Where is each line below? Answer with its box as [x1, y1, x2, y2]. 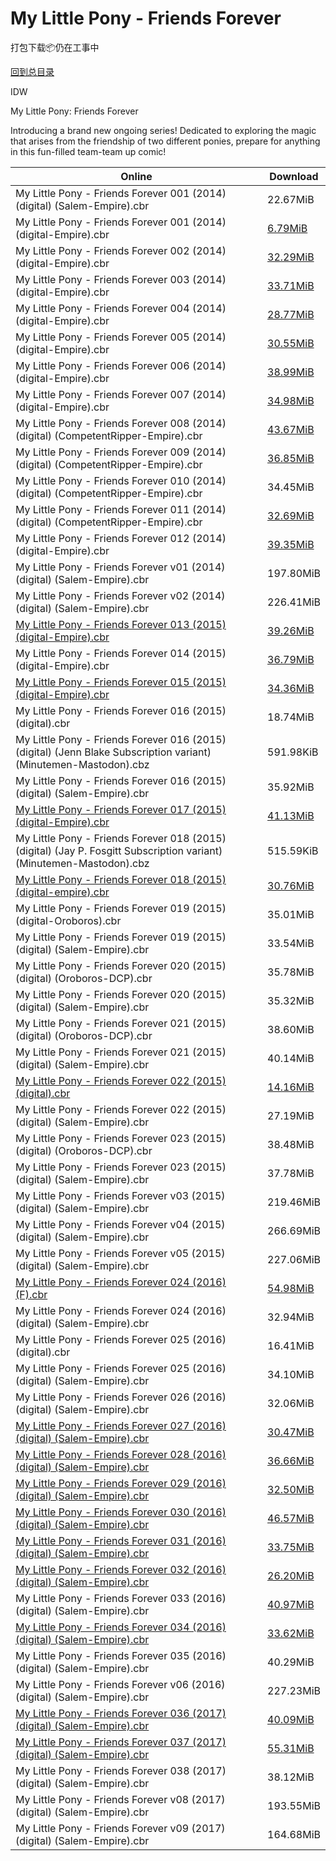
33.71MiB [267, 278, 315, 292]
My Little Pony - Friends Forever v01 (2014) [15, 560, 226, 574]
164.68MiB [267, 1827, 321, 1841]
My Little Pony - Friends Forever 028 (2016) [15, 1447, 227, 1461]
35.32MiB [267, 993, 315, 1007]
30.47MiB [267, 1425, 315, 1439]
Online [120, 169, 153, 183]
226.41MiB [267, 595, 321, 609]
